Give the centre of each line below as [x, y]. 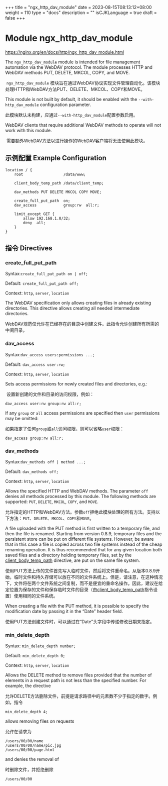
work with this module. [29, 130]
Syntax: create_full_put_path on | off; [47, 274]
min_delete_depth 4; [27, 712]
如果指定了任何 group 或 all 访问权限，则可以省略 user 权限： [64, 429]
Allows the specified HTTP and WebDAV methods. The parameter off [77, 491]
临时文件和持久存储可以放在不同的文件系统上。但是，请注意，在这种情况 [88, 577]
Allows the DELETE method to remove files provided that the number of [79, 675]
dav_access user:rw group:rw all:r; [43, 404]
